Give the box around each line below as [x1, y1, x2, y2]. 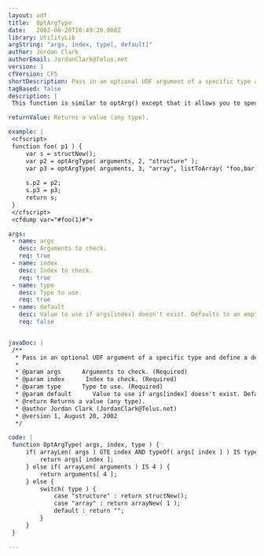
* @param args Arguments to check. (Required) [15, 368, 189, 376]
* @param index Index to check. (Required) [15, 376, 178, 384]
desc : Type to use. [18, 288, 82, 296]
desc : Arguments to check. [18, 245, 108, 253]
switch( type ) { [39, 485, 97, 493]
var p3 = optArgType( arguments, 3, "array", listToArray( [25, 165, 223, 172]
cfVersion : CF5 [8, 70, 58, 78]
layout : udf [8, 11, 47, 20]
